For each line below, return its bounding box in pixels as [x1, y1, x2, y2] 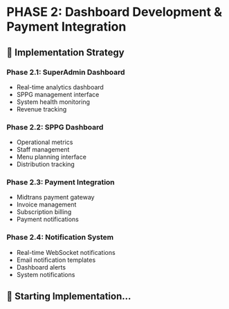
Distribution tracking [16, 160, 75, 168]
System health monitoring [16, 98, 91, 106]
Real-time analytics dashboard [16, 82, 104, 91]
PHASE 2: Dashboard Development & [6, 4, 223, 20]
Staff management [16, 145, 70, 154]
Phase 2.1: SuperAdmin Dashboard [6, 67, 125, 77]
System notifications [16, 270, 75, 279]
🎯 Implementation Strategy [6, 46, 125, 58]
